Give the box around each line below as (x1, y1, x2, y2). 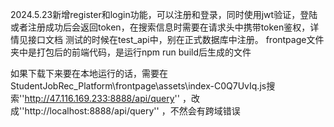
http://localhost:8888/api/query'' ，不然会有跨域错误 (24, 105, 241, 117)
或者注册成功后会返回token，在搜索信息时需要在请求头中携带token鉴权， (10, 21, 311, 33)
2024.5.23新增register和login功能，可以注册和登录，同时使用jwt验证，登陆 (10, 9, 318, 20)
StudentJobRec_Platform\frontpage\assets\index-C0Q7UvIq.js (10, 80, 267, 92)
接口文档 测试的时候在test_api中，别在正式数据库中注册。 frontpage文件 (27, 34, 325, 45)
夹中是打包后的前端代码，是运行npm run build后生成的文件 (10, 46, 252, 58)
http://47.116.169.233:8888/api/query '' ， (24, 93, 192, 104)
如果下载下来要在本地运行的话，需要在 (10, 68, 168, 79)
